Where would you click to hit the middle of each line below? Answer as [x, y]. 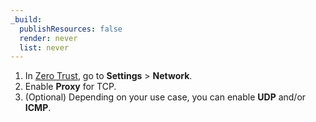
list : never [44, 47]
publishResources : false [71, 29]
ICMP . [38, 108]
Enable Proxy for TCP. [70, 87]
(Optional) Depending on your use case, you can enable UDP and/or [165, 97]
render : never [48, 38]
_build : [26, 19]
